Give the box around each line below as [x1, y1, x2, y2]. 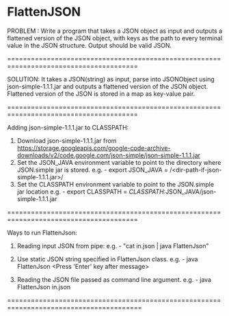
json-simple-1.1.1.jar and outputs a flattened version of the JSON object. [7, 82, 208, 90]
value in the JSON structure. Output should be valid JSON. [7, 41, 172, 49]
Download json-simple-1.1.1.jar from [16, 136, 117, 144]
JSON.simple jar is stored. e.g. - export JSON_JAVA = [16, 166, 169, 174]
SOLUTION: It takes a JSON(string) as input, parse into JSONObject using [7, 75, 215, 83]
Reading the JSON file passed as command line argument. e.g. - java [16, 275, 212, 284]
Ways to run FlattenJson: [7, 228, 77, 237]
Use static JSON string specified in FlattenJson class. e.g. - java [16, 254, 198, 263]
